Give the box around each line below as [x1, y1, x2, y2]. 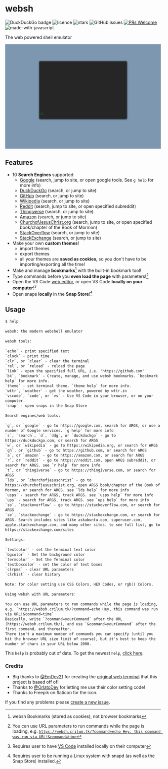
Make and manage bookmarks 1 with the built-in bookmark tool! [12, 266, 142, 273]
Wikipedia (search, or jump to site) [19, 198, 90, 204]
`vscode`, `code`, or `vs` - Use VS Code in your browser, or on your [5, 393, 154, 398]
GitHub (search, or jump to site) [19, 192, 84, 198]
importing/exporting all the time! [19, 261, 85, 267]
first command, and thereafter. [5, 627, 72, 632]
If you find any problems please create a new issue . [5, 699, 110, 705]
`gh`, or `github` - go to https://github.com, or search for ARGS [5, 448, 147, 453]
